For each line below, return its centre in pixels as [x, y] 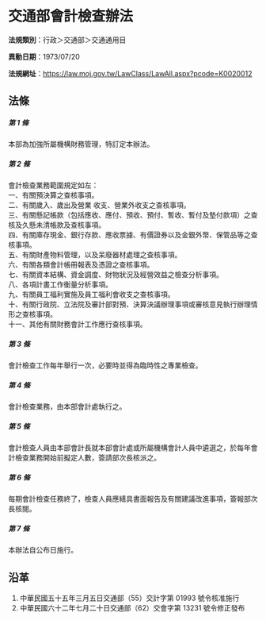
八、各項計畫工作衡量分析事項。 [60, 285]
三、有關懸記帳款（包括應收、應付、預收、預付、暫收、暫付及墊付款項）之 [129, 215]
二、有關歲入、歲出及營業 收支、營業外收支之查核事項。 [99, 205]
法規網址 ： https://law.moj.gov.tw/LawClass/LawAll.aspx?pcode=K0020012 [130, 73]
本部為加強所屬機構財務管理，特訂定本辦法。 [81, 144]
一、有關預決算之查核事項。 [53, 195]
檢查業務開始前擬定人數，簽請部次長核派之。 [87, 458]
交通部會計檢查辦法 [71, 16]
